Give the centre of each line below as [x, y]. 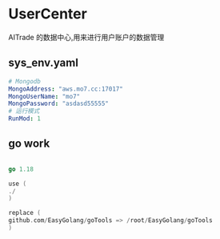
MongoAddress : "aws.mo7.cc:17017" [66, 89]
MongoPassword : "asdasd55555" [59, 104]
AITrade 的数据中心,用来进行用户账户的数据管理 [86, 37]
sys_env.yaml [43, 63]
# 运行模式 [24, 111]
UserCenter [48, 14]
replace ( [25, 213]
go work [29, 144]
